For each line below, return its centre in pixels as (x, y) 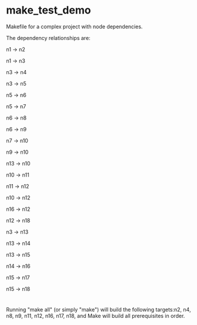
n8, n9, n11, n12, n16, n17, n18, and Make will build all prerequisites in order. (96, 316)
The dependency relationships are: (48, 38)
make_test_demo (49, 10)
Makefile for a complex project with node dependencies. (74, 26)
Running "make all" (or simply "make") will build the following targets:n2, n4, (98, 310)
